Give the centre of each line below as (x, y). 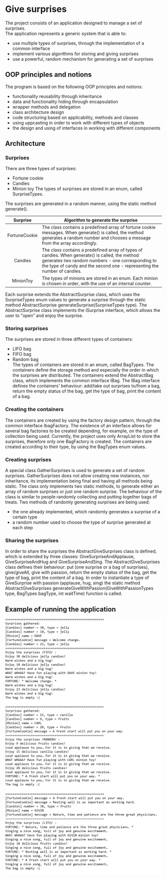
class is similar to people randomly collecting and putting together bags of (81, 497)
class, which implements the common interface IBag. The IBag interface (86, 381)
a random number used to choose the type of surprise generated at (82, 522)
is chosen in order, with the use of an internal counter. (97, 283)
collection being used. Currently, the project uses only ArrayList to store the (83, 436)
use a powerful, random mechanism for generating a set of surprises (83, 59)
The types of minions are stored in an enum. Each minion (100, 278)
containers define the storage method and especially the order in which (85, 370)
